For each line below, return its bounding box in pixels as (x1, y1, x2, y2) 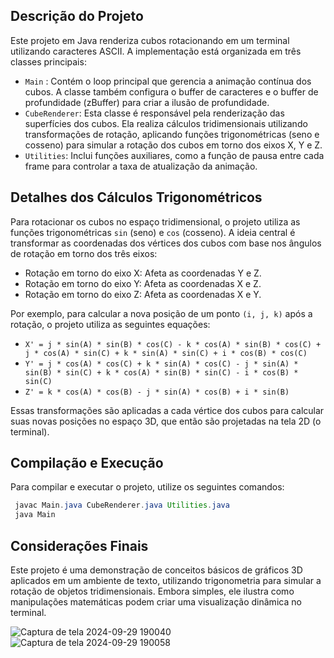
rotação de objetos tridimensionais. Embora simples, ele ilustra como (10, 585, 295, 597)
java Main (14, 510, 56, 520)
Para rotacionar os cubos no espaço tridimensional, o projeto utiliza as (10, 215, 301, 228)
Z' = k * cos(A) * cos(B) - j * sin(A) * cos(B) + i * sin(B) (24, 387, 290, 397)
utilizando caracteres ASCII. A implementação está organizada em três (10, 45, 302, 57)
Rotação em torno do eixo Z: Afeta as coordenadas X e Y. (24, 288, 262, 300)
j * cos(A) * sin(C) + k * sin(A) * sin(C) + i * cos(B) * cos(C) (24, 348, 308, 358)
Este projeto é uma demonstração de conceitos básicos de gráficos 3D (10, 564, 303, 576)
